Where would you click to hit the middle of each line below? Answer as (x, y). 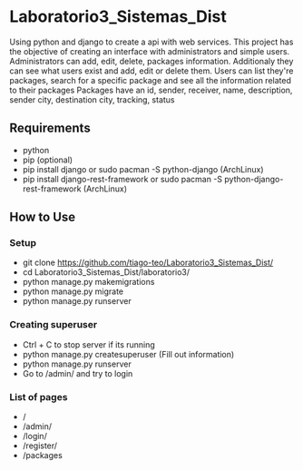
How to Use (43, 217)
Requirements (50, 128)
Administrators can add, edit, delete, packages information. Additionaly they (151, 61)
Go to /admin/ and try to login (78, 373)
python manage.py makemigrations (88, 282)
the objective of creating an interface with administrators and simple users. (150, 51)
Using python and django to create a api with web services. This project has (151, 42)
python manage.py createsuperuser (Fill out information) (128, 354)
